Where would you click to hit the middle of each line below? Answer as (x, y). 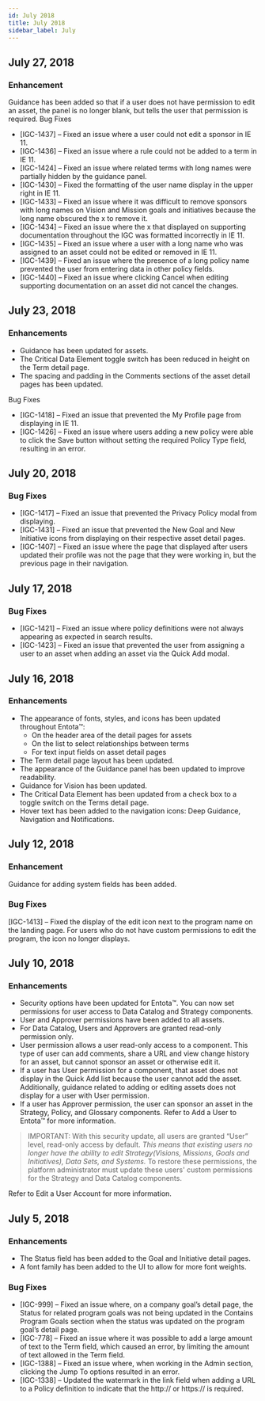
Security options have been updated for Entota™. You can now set (127, 1003)
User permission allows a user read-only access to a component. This (134, 1045)
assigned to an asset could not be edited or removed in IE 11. (118, 252)
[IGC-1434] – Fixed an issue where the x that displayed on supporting (133, 227)
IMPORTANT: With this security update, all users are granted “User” (138, 1136)
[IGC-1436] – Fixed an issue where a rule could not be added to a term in (138, 151)
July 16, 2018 (41, 678)
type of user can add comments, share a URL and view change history (134, 1053)
